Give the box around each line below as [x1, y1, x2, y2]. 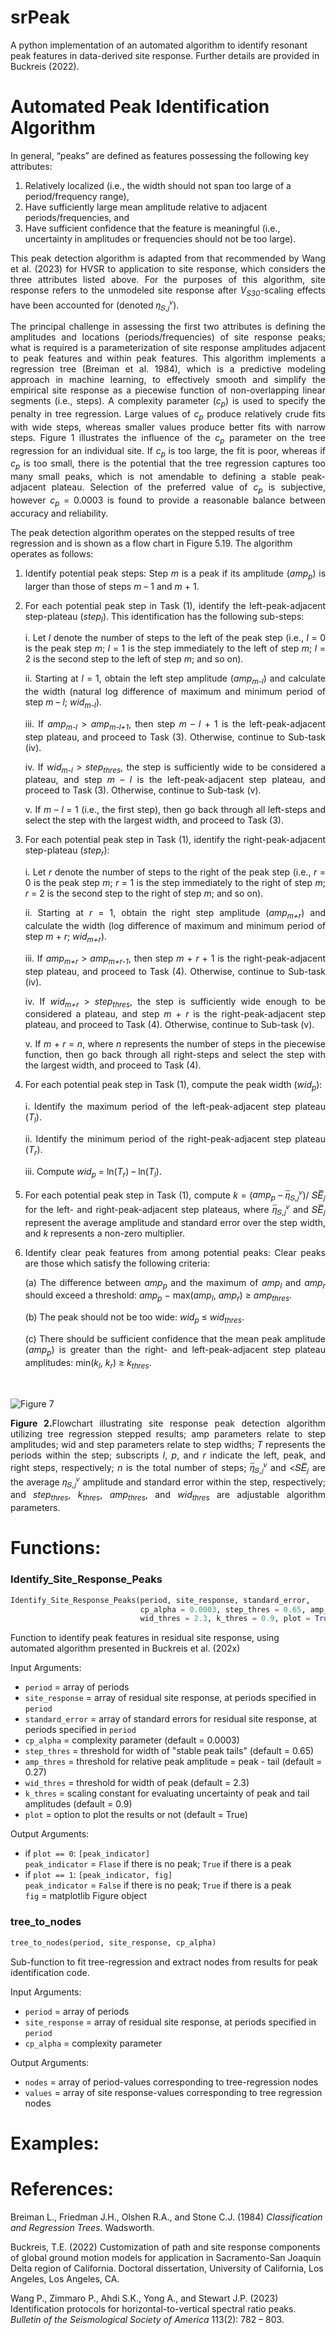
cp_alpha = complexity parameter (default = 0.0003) [24, 1734, 240, 1746]
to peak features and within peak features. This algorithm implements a [10, 352, 326, 365]
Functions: [10, 1537, 102, 1560]
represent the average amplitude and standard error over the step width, [24, 1216, 326, 1228]
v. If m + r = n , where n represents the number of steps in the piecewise [24, 1038, 327, 1050]
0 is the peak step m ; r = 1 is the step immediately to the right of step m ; [24, 877, 326, 889]
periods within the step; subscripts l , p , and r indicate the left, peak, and [10, 1449, 326, 1461]
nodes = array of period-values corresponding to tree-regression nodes [24, 2076, 319, 2088]
